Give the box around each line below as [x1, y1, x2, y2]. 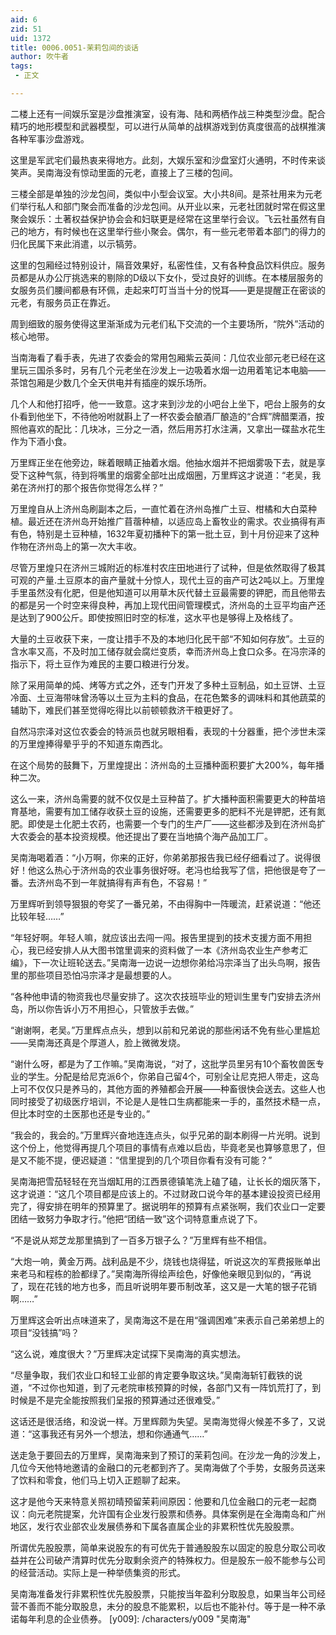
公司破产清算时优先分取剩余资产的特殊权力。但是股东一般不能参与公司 [36, 1554, 326, 1566]
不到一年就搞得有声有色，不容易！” [62, 876, 208, 888]
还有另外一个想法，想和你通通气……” [58, 1427, 208, 1440]
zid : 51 [10, 24, 43, 34]
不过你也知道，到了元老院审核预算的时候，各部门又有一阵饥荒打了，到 [31, 1381, 322, 1393]
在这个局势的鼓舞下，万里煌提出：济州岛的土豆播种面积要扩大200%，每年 [10, 759, 316, 771]
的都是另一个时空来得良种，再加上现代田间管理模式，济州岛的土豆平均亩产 [10, 599, 317, 611]
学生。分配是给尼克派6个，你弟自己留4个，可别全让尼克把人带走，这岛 [27, 1070, 320, 1082]
